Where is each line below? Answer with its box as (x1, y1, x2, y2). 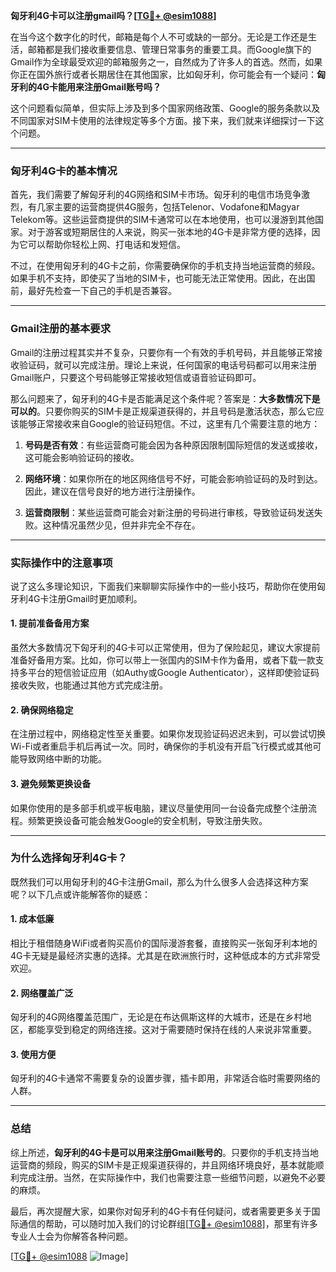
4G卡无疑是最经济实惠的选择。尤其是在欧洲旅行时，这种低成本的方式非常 (10, 950, 312, 961)
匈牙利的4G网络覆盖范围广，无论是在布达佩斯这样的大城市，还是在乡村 (10, 1011, 303, 1023)
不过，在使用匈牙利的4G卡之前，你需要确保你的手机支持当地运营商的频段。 (10, 260, 321, 272)
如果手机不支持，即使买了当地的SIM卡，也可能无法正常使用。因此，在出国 (10, 272, 316, 284)
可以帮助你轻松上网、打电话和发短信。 (27, 239, 186, 251)
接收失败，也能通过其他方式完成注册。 (10, 679, 168, 691)
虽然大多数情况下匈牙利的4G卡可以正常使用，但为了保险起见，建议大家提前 (10, 642, 321, 654)
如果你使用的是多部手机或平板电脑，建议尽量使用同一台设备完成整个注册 (10, 802, 308, 814)
